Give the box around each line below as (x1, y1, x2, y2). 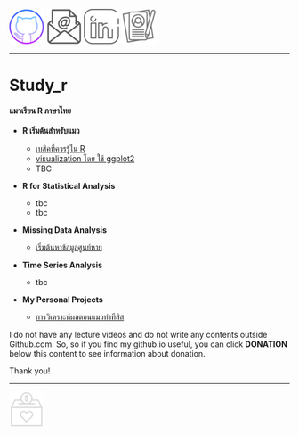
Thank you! (9, 365, 51, 376)
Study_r (9, 76, 69, 95)
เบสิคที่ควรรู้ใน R (35, 144, 86, 154)
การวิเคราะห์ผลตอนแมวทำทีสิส (35, 312, 125, 323)
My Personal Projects (21, 294, 104, 305)
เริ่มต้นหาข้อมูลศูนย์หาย (35, 242, 102, 253)
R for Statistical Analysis (21, 181, 116, 192)
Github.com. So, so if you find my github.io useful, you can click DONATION (9, 339, 287, 349)
